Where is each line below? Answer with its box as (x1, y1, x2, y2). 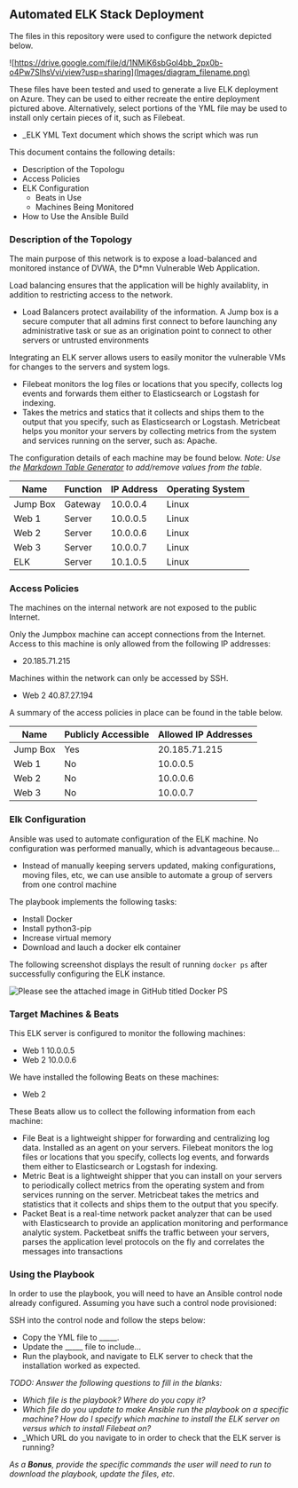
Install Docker (21, 914, 73, 924)
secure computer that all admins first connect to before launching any (21, 316, 278, 327)
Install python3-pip (21, 922, 91, 933)
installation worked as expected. (21, 1360, 141, 1371)
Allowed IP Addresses (158, 728, 253, 740)
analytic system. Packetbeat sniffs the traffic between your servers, (21, 1227, 270, 1238)
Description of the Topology (9, 233, 133, 245)
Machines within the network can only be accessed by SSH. (9, 673, 229, 684)
